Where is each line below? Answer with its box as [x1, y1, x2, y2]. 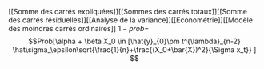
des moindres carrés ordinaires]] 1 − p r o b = [8, 24, 150, 33]
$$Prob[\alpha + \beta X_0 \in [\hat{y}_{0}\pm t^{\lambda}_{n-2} [27, 36, 242, 46]
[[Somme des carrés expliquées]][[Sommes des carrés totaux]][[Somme [8, 7, 248, 16]
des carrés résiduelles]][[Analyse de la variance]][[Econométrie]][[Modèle [8, 15, 254, 25]
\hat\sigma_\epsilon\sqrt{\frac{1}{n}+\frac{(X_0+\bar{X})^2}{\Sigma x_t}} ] [12, 45, 257, 55]
